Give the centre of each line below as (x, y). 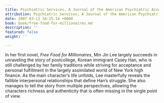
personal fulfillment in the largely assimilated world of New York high (74, 70)
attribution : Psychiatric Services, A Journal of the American (71, 14)
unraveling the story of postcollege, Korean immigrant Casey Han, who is (79, 60)
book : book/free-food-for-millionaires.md (49, 23)
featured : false (21, 32)
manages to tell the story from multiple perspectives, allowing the (71, 86)
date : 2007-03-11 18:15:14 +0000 (39, 18)
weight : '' (16, 37)
